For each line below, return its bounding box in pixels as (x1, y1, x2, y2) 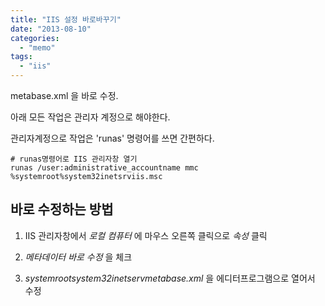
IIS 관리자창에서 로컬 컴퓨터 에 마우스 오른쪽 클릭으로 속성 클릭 (24, 229, 268, 241)
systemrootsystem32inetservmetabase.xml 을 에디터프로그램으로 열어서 (24, 272, 316, 284)
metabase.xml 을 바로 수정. (10, 90, 119, 101)
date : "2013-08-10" (10, 24, 92, 34)
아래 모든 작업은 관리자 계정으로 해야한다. (10, 111, 171, 123)
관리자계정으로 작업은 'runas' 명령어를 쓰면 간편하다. (10, 132, 215, 144)
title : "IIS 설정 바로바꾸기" (10, 14, 122, 25)
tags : (10, 52, 33, 62)
